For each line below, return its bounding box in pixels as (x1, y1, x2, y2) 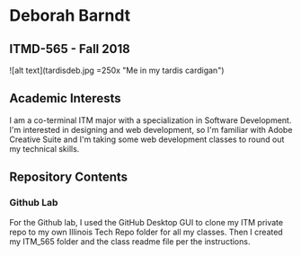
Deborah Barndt (9, 5, 131, 26)
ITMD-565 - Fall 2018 (9, 41, 130, 57)
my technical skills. (9, 143, 80, 154)
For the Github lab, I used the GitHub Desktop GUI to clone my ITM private (9, 216, 284, 227)
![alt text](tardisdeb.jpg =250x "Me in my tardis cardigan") (9, 65, 225, 75)
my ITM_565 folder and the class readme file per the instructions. (9, 235, 251, 247)
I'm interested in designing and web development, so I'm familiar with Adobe (9, 124, 293, 135)
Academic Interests (9, 91, 121, 106)
